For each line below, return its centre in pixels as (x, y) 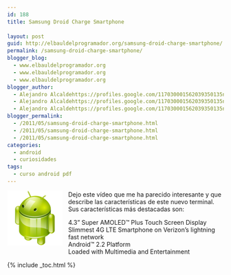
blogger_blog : (27, 58)
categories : (24, 145)
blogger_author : (30, 87)
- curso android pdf (43, 174)
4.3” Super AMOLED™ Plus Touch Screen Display (137, 222)
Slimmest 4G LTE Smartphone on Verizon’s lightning (142, 230)
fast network (86, 236)
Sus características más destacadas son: (126, 209)
